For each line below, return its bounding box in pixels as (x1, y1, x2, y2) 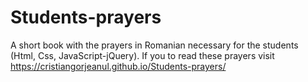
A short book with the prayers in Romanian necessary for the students (10, 39, 299, 51)
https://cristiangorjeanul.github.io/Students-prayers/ (10, 60, 227, 72)
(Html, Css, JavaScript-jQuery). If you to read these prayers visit (10, 49, 275, 61)
